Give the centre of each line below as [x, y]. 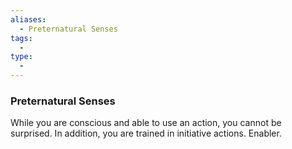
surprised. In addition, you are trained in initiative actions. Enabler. [146, 133]
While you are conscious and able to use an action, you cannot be [146, 123]
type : [21, 57]
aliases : [28, 19]
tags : [21, 38]
